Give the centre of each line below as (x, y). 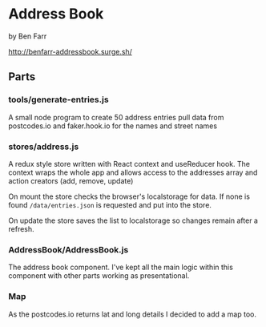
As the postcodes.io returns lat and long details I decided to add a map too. (132, 314)
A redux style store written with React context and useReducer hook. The (129, 163)
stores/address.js (44, 147)
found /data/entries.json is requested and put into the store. (110, 204)
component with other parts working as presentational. (99, 276)
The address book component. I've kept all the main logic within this (121, 267)
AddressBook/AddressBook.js (69, 249)
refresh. (21, 228)
